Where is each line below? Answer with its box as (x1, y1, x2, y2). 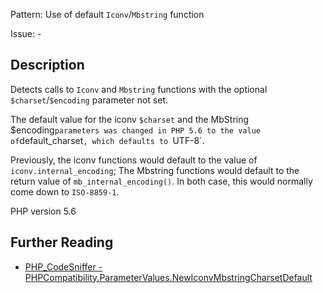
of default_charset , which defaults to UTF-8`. (10, 134, 205, 146)
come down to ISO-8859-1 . (10, 185, 120, 198)
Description (10, 57, 85, 74)
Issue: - (10, 28, 42, 39)
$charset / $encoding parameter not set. (10, 94, 168, 106)
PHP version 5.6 (10, 205, 77, 217)
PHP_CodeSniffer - (24, 260, 103, 273)
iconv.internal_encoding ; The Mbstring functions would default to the (10, 164, 300, 176)
